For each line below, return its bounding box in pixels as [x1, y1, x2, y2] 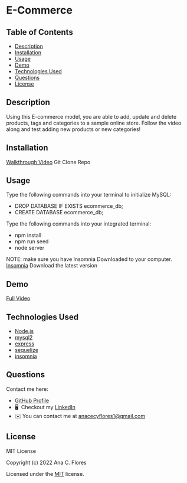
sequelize [14, 347, 38, 354]
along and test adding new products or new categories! [6, 125, 141, 133]
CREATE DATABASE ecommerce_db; [14, 209, 104, 216]
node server [14, 244, 45, 252]
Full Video [6, 295, 31, 302]
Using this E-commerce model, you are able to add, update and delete [6, 113, 177, 120]
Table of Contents [6, 27, 74, 37]
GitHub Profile [14, 397, 49, 404]
